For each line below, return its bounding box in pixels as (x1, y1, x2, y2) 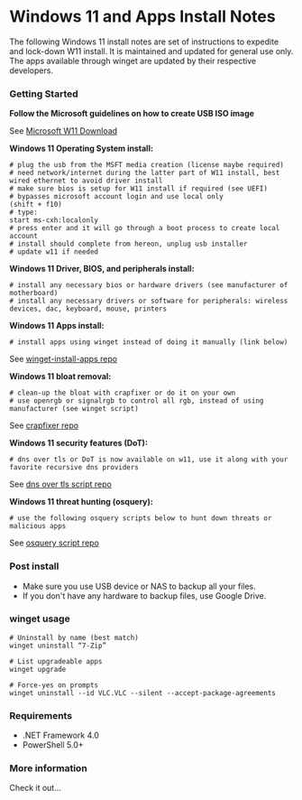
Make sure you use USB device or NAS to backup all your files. (22, 581, 257, 591)
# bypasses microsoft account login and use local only (9, 192, 224, 201)
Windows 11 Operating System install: (9, 143, 153, 154)
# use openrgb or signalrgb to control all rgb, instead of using (9, 396, 264, 405)
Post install (9, 560, 59, 572)
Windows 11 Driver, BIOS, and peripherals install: (9, 264, 196, 274)
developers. (9, 65, 54, 76)
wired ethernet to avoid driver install (9, 176, 164, 186)
